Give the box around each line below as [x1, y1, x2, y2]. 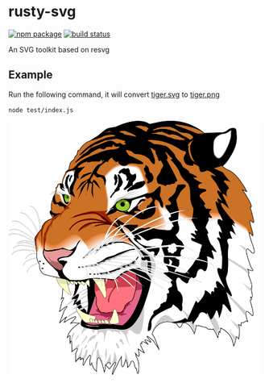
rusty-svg [8, 2, 77, 21]
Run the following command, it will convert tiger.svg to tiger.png [8, 90, 220, 99]
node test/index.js [8, 106, 74, 114]
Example [8, 68, 53, 82]
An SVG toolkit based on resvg [8, 44, 110, 54]
